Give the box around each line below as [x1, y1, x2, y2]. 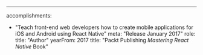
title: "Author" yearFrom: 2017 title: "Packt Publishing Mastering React [14, 37, 189, 44]
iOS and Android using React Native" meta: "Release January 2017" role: [14, 30, 196, 37]
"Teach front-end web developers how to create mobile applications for [14, 24, 194, 31]
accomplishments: [6, 12, 53, 19]
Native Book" [14, 43, 48, 50]
